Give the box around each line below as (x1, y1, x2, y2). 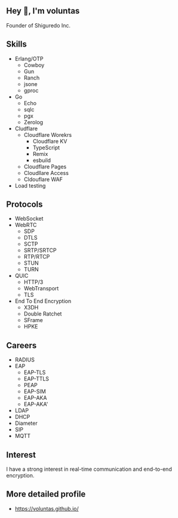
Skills (6, 39, 27, 50)
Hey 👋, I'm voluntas (6, 6, 80, 16)
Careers (6, 340, 37, 350)
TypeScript (32, 144, 60, 151)
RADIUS (14, 356, 35, 363)
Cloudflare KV (32, 137, 67, 145)
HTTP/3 (23, 278, 44, 286)
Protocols (6, 200, 43, 210)
